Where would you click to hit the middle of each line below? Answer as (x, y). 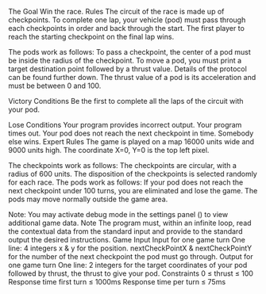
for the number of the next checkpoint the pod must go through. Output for (131, 256)
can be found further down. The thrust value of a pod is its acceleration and (132, 77)
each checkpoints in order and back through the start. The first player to (126, 28)
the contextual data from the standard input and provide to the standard (125, 231)
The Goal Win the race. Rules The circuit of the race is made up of (116, 11)
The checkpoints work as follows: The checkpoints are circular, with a (122, 165)
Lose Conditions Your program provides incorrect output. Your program (125, 125)
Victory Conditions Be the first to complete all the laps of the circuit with (126, 101)
